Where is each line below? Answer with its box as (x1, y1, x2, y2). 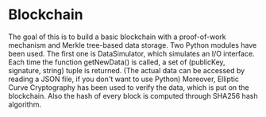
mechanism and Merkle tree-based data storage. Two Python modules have (8, 40, 257, 49)
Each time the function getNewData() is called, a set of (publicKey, (8, 57, 226, 67)
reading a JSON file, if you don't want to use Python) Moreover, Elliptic (8, 74, 240, 84)
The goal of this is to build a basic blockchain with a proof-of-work (8, 32, 226, 41)
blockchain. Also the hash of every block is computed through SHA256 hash (8, 91, 258, 100)
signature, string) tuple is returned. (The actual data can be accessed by (8, 65, 245, 75)
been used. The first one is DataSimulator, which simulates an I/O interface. (8, 49, 256, 58)
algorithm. (8, 99, 42, 109)
